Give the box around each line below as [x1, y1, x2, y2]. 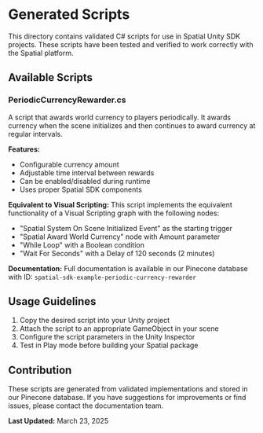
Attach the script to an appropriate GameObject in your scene [19, 324, 219, 333]
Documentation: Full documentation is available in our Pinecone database [8, 263, 249, 273]
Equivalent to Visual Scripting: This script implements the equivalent [8, 200, 233, 209]
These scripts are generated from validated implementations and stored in [8, 384, 248, 394]
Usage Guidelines [8, 295, 97, 308]
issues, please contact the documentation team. [8, 401, 164, 410]
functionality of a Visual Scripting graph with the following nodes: [8, 208, 220, 218]
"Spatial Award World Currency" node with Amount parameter [19, 232, 221, 241]
